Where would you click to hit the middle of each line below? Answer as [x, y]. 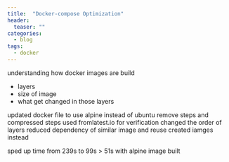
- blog [23, 40]
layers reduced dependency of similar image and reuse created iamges [110, 130]
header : [19, 20]
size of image [37, 94]
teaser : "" [30, 27]
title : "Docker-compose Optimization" [66, 14]
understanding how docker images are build [71, 73]
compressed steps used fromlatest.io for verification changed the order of [115, 122]
